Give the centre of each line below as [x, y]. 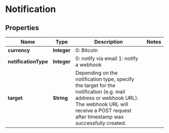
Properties [22, 28]
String [60, 98]
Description [109, 42]
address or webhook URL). [107, 98]
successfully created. [101, 123]
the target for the [95, 85]
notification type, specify [105, 79]
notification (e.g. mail [100, 92]
